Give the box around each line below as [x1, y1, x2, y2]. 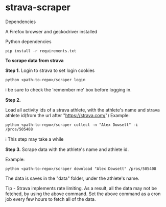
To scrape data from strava [5, 57, 64, 63]
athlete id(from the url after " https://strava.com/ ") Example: [5, 112, 130, 118]
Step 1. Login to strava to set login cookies [5, 67, 95, 73]
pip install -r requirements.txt [5, 48, 77, 53]
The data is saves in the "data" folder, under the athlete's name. [5, 175, 139, 181]
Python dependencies [5, 38, 52, 45]
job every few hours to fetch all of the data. [5, 196, 96, 202]
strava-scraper [5, 2, 70, 13]
